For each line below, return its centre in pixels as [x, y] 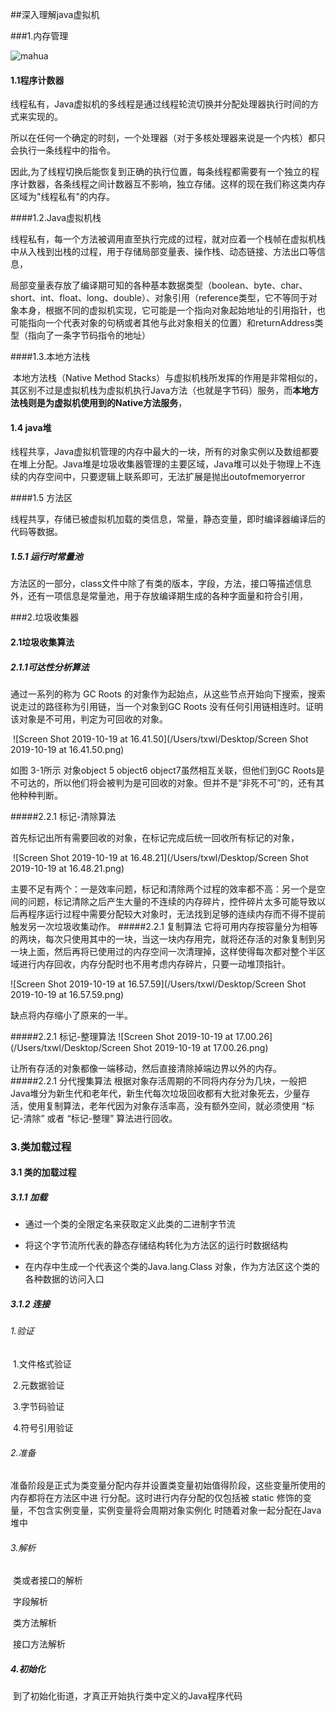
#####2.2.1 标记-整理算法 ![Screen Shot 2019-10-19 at [122, 1036]
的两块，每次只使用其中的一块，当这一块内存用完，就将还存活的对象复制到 [163, 939]
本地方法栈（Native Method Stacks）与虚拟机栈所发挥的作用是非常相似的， [167, 378]
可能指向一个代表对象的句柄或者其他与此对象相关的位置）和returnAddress [162, 323]
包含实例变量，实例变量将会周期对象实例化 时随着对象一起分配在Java [179, 1510]
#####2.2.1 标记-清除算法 [63, 816]
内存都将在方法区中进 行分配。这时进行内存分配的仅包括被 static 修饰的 [156, 1498]
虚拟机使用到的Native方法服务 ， [120, 403]
